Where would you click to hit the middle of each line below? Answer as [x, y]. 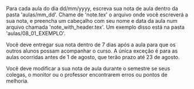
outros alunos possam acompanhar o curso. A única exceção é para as [92, 51]
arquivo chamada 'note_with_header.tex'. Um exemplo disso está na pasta [95, 27]
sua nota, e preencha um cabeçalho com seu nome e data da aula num [92, 21]
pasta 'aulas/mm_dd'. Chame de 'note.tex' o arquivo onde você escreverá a [97, 15]
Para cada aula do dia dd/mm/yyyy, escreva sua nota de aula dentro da [92, 8]
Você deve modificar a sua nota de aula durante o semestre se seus [88, 69]
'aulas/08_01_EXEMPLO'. [36, 33]
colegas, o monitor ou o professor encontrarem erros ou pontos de [87, 75]
